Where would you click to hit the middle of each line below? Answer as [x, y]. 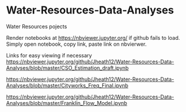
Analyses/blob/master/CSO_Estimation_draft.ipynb [67, 67]
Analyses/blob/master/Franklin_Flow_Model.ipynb [67, 103]
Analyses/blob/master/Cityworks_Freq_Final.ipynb [67, 85]
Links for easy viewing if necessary [49, 55]
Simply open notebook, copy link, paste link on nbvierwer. [76, 44]
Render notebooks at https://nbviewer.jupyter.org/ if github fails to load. [93, 38]
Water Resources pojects [37, 26]
